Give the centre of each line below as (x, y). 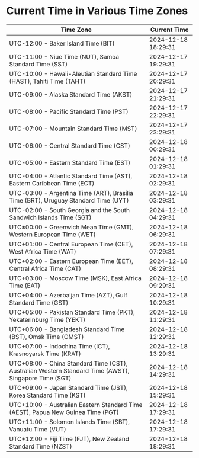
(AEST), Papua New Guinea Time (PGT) (64, 412)
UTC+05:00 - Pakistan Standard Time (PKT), (72, 312)
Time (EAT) (25, 286)
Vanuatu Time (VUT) (38, 429)
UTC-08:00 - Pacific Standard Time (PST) (69, 111)
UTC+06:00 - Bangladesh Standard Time (67, 329)
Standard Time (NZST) (41, 446)
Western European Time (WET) (52, 234)
